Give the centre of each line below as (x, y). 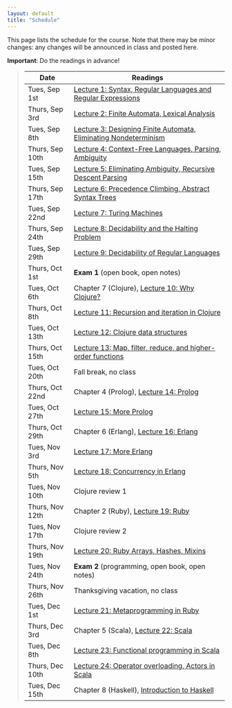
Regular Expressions (107, 97)
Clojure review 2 (100, 531)
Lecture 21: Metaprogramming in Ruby (136, 611)
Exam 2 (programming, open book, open (139, 566)
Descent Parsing (100, 177)
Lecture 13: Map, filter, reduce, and (131, 348)
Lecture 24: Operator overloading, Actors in (144, 666)
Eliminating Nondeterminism (119, 138)
